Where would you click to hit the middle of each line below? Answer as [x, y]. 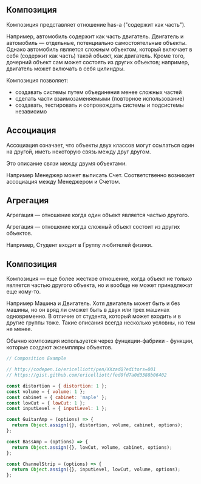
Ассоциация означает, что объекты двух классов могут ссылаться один [100, 145]
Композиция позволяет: [37, 80]
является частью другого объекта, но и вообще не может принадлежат [100, 285]
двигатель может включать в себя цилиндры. [66, 69]
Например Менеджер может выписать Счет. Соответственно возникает [101, 175]
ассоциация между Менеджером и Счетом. [63, 181]
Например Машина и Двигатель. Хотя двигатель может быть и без [93, 303]
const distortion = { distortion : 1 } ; [57, 386]
